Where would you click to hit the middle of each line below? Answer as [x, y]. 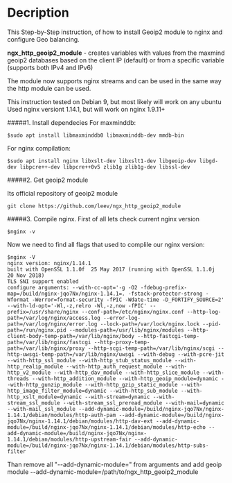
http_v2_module [29, 373]
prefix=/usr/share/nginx [43, 312]
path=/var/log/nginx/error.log [52, 324]
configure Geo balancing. [43, 39]
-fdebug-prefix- [164, 287]
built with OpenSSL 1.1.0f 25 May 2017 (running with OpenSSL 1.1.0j [111, 269]
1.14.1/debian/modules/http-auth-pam [62, 415]
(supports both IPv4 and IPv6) [50, 67]
